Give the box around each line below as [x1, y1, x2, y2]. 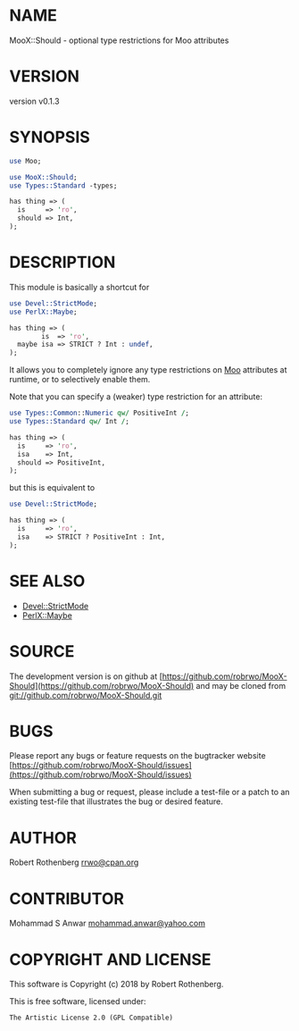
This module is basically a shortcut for [9, 281, 150, 292]
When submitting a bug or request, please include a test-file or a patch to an [9, 787, 290, 798]
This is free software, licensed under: [9, 996, 146, 1007]
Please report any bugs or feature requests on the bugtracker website [9, 750, 266, 761]
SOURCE [9, 641, 75, 661]
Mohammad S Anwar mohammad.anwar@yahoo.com [9, 918, 205, 929]
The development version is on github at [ [9, 671, 163, 682]
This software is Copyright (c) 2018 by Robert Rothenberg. [9, 979, 224, 990]
